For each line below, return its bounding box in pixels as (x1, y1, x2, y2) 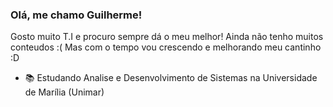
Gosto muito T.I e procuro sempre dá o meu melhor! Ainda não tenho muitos (10, 31, 324, 43)
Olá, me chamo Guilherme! (10, 8, 143, 22)
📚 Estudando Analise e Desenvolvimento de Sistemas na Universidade (24, 72, 318, 84)
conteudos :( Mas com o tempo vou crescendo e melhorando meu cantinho (10, 41, 322, 53)
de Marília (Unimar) (24, 86, 105, 98)
